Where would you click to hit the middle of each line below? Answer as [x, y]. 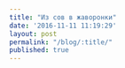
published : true [39, 50]
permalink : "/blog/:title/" [61, 42]
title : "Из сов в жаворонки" [63, 17]
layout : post [33, 34]
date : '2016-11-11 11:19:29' [63, 26]
